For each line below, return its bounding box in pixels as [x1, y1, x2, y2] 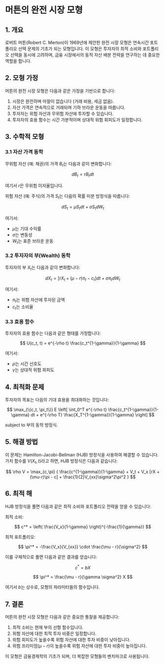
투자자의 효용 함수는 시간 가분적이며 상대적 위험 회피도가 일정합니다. [12, 117, 143, 123]
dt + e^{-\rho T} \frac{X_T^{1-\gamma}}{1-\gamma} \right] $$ [30, 412, 155, 418]
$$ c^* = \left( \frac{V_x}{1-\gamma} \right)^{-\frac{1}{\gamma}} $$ [14, 524, 151, 530]
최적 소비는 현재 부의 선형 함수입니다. [12, 624, 84, 630]
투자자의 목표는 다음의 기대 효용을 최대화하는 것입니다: [5, 397, 109, 403]
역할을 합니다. [5, 58, 32, 64]
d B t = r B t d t [71, 171, 95, 179]
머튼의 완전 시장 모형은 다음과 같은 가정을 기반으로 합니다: [5, 88, 116, 94]
